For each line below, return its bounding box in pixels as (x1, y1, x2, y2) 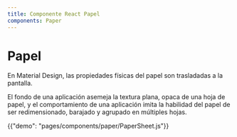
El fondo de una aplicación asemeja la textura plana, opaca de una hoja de (7, 93, 226, 101)
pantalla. (7, 79, 33, 88)
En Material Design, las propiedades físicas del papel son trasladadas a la (7, 71, 223, 80)
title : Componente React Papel (7, 10, 100, 18)
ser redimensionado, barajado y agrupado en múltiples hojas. (7, 108, 187, 116)
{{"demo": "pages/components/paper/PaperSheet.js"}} (7, 122, 169, 131)
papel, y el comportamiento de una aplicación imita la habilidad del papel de (7, 101, 231, 109)
